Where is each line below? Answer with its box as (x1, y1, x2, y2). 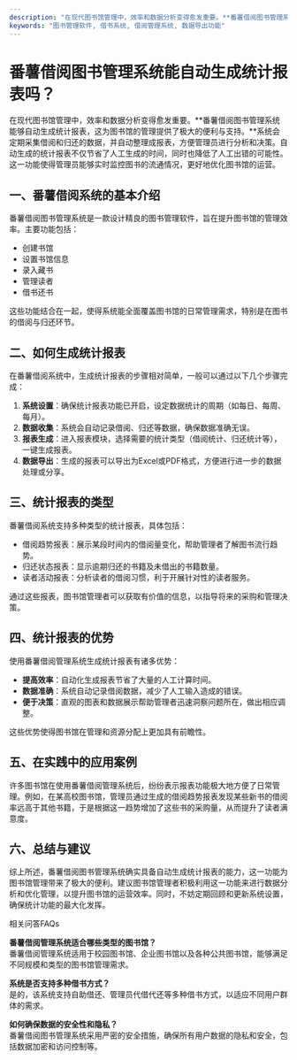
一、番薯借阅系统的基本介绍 (9, 188, 161, 203)
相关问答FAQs (9, 918, 60, 929)
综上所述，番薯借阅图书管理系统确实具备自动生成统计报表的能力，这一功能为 (9, 866, 288, 877)
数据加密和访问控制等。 (16, 1041, 103, 1052)
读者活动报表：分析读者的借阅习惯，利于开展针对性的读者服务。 (21, 572, 255, 582)
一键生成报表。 (21, 444, 77, 456)
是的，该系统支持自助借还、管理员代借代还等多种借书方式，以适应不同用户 (9, 989, 280, 1000)
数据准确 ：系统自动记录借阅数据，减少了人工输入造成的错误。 (21, 685, 247, 695)
